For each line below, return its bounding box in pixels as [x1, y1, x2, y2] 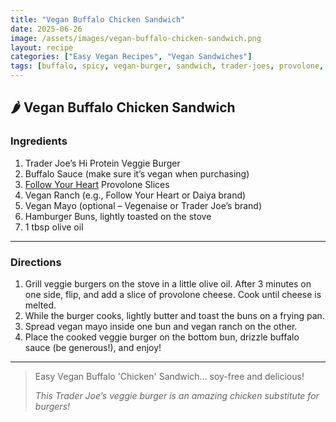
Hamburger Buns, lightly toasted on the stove [24, 210, 212, 222]
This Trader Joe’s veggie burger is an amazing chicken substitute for [34, 389, 320, 401]
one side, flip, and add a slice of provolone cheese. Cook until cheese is [24, 288, 322, 300]
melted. [24, 299, 57, 311]
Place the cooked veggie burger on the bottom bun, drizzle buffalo [24, 331, 300, 343]
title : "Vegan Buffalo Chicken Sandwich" [10, 14, 186, 25]
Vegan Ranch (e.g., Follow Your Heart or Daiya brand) [24, 189, 247, 201]
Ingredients [10, 134, 68, 148]
